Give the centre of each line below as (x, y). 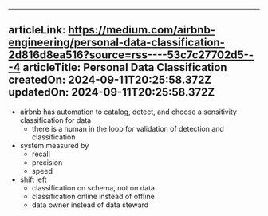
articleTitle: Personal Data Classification (125, 67)
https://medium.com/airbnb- (141, 30)
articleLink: (37, 30)
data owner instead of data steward (90, 205)
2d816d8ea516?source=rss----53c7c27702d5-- (131, 55)
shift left (33, 179)
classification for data (55, 120)
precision (47, 162)
